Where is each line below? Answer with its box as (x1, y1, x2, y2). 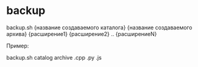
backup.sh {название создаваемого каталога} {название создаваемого (6, 24, 193, 31)
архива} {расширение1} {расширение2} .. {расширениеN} (6, 30, 157, 37)
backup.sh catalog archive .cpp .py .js (6, 54, 102, 61)
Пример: (6, 42, 29, 49)
